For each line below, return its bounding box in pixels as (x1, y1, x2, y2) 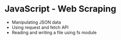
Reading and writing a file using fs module (11, 29, 97, 35)
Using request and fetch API (11, 24, 69, 30)
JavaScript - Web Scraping (4, 3, 117, 14)
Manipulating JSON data (11, 19, 61, 25)
